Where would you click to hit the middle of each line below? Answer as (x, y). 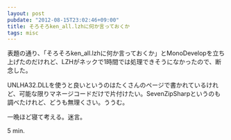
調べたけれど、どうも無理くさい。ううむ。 (68, 102)
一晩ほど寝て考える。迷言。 (47, 117)
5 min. (16, 131)
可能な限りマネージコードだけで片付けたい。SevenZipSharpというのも (120, 94)
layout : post (26, 13)
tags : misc (23, 33)
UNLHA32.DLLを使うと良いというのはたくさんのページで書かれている (107, 85)
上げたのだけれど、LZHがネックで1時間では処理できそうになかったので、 (111, 62)
